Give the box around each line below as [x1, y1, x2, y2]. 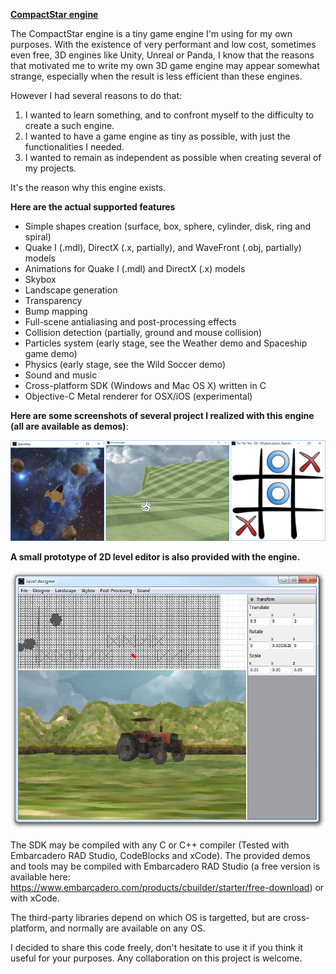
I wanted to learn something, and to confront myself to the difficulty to [24, 109, 315, 121]
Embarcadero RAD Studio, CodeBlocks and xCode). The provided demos [10, 849, 311, 861]
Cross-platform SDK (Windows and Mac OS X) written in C [24, 380, 267, 391]
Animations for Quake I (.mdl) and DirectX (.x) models [24, 263, 246, 274]
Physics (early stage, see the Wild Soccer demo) [24, 359, 227, 370]
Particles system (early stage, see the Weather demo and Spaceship [24, 337, 308, 349]
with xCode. [10, 892, 60, 904]
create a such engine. [24, 120, 115, 131]
